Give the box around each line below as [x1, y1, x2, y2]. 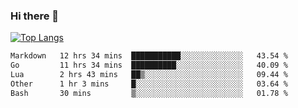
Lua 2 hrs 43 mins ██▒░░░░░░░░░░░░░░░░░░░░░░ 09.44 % [10, 70, 288, 80]
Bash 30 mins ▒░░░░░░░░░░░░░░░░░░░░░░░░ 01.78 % [10, 88, 288, 98]
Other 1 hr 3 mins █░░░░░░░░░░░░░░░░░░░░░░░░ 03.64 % [10, 79, 288, 89]
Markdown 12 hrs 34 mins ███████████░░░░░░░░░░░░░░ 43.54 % [10, 51, 288, 61]
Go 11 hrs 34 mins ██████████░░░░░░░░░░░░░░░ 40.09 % [10, 60, 288, 71]
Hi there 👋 [10, 9, 60, 23]
